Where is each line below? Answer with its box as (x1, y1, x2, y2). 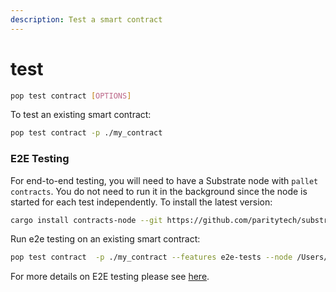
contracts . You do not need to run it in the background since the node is (10, 185, 308, 197)
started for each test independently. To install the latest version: (10, 196, 273, 208)
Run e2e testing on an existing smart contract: (10, 233, 201, 245)
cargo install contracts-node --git (10, 215, 163, 225)
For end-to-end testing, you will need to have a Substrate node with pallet (10, 174, 319, 186)
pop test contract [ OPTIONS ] (10, 91, 132, 101)
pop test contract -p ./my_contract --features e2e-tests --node (10, 252, 293, 263)
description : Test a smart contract (10, 14, 163, 25)
